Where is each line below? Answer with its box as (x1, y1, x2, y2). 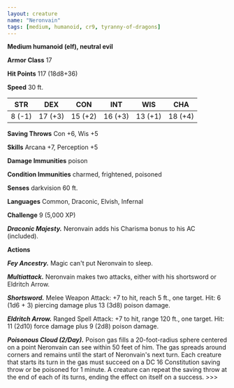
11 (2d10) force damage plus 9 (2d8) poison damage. (7, 322, 159, 331)
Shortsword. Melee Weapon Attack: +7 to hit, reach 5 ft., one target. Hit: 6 (7, 293, 221, 302)
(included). (7, 232, 38, 240)
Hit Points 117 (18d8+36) (7, 69, 78, 78)
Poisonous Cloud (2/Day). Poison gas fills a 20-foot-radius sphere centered (7, 335, 228, 344)
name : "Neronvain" (7, 17, 61, 24)
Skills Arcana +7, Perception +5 (7, 143, 98, 151)
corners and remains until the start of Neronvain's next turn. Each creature (7, 351, 222, 359)
